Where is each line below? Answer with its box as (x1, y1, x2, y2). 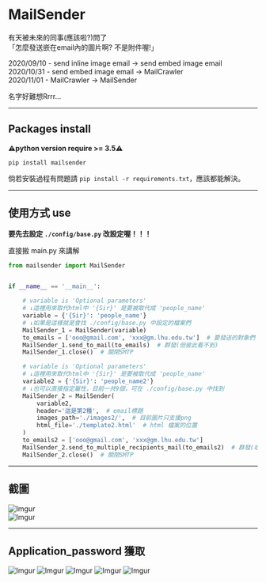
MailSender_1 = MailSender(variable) (22, 326, 147, 334)
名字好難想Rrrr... (8, 91, 62, 100)
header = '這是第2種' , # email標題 (36, 407, 143, 415)
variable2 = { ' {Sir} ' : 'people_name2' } (22, 377, 154, 385)
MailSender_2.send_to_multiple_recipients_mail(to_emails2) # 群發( (22, 443, 255, 452)
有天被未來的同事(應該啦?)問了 (8, 32, 108, 42)
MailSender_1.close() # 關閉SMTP (22, 348, 134, 357)
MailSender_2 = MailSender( (22, 392, 115, 400)
